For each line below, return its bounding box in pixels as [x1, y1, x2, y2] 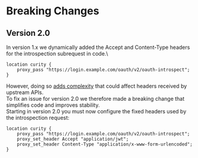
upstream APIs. [6, 89, 44, 96]
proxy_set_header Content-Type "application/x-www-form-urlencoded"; [17, 141, 193, 147]
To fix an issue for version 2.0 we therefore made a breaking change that [6, 95, 185, 102]
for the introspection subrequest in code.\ [6, 50, 108, 57]
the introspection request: [6, 114, 70, 121]
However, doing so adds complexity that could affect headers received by [6, 82, 187, 89]
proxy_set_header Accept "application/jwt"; [17, 136, 129, 142]
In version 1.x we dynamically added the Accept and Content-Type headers [6, 44, 190, 51]
